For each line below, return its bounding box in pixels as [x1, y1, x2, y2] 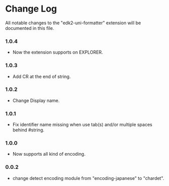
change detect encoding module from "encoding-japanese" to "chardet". [12, 175, 164, 181]
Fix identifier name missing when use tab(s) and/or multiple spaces [12, 122, 152, 128]
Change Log [5, 3, 57, 15]
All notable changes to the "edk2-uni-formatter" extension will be [5, 20, 141, 26]
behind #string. [12, 127, 44, 133]
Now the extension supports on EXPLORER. [12, 49, 103, 56]
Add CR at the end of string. [12, 73, 71, 79]
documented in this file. [5, 25, 54, 31]
